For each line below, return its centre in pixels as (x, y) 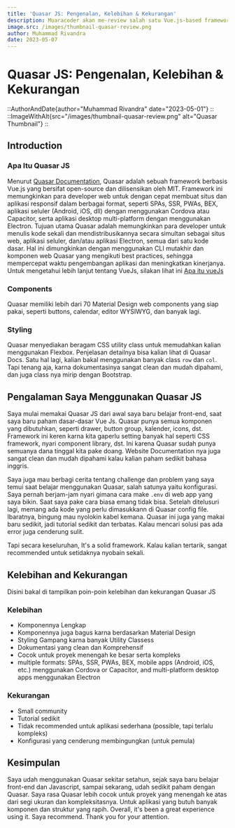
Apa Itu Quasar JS (38, 166)
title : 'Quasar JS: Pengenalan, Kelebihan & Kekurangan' (92, 14)
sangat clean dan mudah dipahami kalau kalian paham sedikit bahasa (107, 459)
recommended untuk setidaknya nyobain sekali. (76, 553)
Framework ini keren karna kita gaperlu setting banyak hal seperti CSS (108, 436)
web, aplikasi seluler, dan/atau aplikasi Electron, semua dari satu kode (108, 241)
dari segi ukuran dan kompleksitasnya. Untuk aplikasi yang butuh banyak (113, 802)
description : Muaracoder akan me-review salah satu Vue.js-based (104, 20)
